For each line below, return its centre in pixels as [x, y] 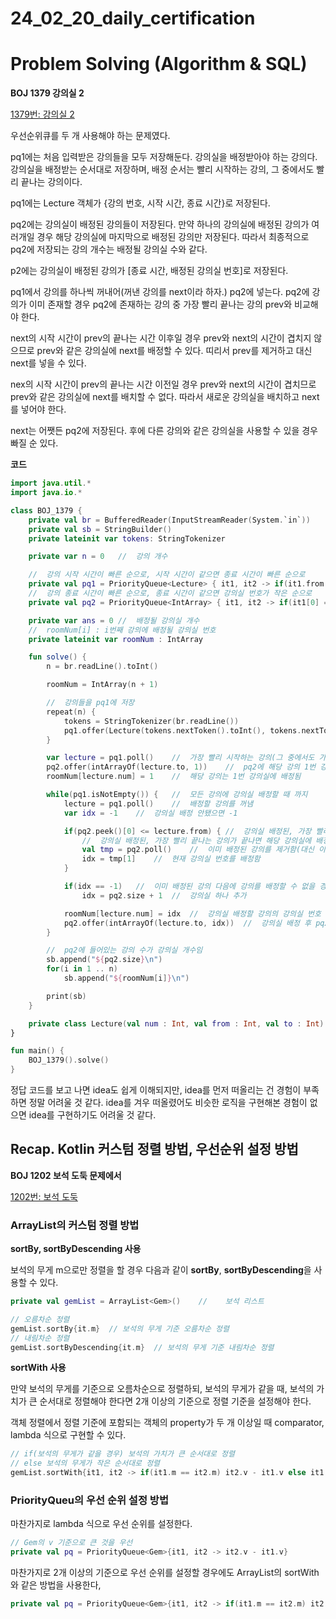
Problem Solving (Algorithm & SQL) [159, 64]
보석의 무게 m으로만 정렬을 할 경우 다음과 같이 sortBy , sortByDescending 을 [161, 1270]
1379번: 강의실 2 [42, 114]
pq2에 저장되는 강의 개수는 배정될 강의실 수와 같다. [109, 249]
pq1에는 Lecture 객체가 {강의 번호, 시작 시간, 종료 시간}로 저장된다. [140, 203]
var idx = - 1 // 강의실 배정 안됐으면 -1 [150, 813]
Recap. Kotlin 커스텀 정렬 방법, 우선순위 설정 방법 [154, 1149]
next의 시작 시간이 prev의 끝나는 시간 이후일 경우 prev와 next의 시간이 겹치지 [161, 338]
